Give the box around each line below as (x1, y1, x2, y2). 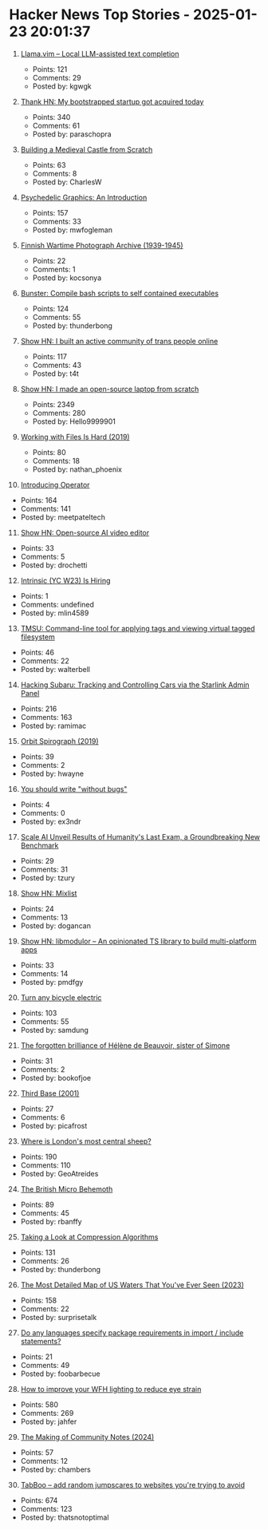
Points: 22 (32, 255, 66, 265)
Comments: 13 (20, 912, 69, 922)
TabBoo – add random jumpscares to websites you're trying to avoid (20, 1480, 246, 1489)
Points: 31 (20, 1056, 53, 1065)
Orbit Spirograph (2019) (20, 736, 99, 745)
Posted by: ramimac (20, 721, 87, 730)
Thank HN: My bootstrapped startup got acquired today (20, 97, 204, 106)
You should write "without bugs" (20, 784, 128, 793)
